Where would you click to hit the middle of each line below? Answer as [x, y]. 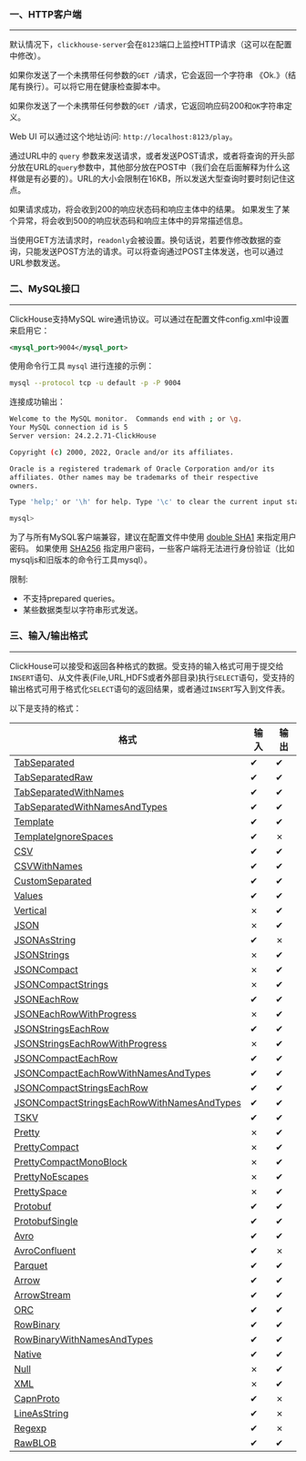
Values [29, 896]
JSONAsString [45, 939]
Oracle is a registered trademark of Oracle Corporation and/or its [142, 469]
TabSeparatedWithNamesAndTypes [91, 807]
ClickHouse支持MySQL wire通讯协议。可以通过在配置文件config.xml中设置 [149, 319]
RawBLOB [36, 1443]
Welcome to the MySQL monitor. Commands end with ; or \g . [126, 419]
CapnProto [37, 1398]
